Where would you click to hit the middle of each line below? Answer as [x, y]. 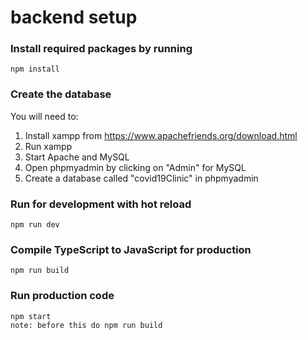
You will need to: [44, 116]
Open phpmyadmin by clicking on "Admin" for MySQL [135, 167]
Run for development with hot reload [101, 204]
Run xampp [48, 146]
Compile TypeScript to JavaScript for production [131, 249]
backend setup [74, 17]
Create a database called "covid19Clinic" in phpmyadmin [141, 178]
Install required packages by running [101, 49]
